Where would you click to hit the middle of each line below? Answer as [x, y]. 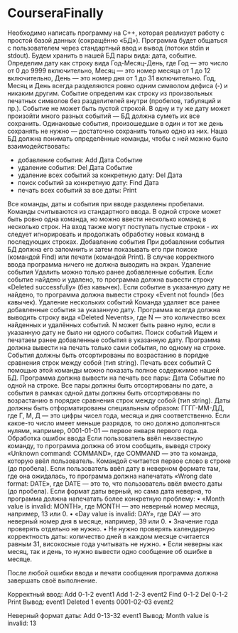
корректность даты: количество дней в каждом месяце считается [108, 536]
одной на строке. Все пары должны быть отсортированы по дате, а [110, 385]
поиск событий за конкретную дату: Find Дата [88, 182]
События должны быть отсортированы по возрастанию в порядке [108, 355]
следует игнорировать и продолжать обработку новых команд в [106, 234]
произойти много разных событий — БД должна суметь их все [104, 116]
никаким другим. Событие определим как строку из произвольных [110, 93]
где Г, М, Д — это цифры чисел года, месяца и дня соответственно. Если [119, 415]
